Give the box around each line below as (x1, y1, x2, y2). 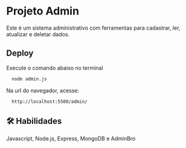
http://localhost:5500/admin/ (11, 98, 88, 105)
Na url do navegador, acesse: (6, 86, 80, 94)
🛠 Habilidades (6, 116, 62, 126)
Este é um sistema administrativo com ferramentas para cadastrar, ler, (6, 24, 181, 31)
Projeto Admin (6, 4, 80, 18)
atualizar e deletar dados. (6, 30, 70, 37)
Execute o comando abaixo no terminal (6, 64, 104, 71)
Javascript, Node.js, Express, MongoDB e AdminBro (6, 135, 136, 143)
